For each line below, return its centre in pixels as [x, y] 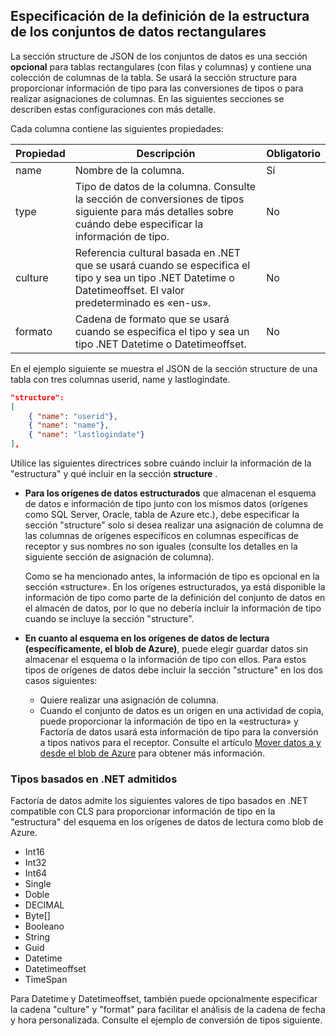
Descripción [166, 153]
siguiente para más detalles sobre [154, 211]
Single [38, 884]
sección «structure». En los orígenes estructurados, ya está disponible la [175, 587]
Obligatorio [293, 153]
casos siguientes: [61, 681]
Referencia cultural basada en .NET [158, 252]
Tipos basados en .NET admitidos [94, 779]
